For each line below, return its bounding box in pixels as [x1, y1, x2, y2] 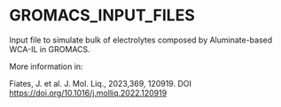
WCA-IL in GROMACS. [9, 43, 90, 54]
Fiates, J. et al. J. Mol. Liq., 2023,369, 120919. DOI [9, 78, 192, 88]
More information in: [9, 61, 83, 72]
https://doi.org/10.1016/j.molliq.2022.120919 [9, 88, 168, 98]
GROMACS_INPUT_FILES [9, 5, 195, 26]
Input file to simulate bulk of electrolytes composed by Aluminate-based [9, 34, 273, 45]
